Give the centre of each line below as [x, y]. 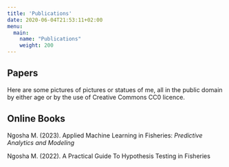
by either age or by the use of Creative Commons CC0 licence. [96, 97]
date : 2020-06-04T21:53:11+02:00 [55, 20]
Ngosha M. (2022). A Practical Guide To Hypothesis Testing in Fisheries [109, 156]
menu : [15, 26]
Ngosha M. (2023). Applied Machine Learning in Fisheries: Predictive [105, 135]
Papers [23, 73]
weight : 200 [36, 45]
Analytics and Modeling [41, 142]
